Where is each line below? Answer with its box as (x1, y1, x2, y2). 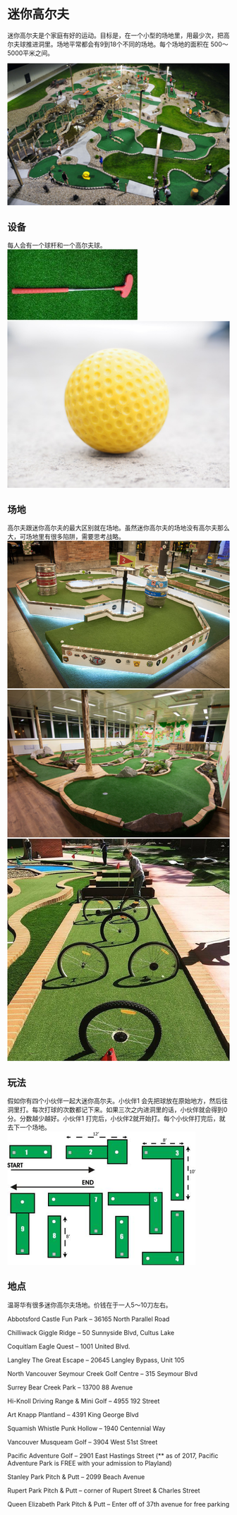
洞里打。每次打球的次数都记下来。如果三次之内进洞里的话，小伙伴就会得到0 (7, 1105, 228, 1114)
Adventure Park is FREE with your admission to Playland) (7, 1459, 172, 1467)
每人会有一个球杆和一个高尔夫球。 (7, 241, 107, 250)
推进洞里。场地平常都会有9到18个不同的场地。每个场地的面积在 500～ (25, 39, 229, 48)
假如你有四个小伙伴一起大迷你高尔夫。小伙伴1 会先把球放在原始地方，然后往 (7, 1097, 228, 1105)
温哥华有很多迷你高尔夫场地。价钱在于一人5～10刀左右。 (7, 1301, 172, 1309)
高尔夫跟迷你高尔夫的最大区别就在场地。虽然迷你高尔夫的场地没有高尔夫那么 (7, 523, 230, 532)
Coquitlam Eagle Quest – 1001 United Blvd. (7, 1341, 130, 1351)
